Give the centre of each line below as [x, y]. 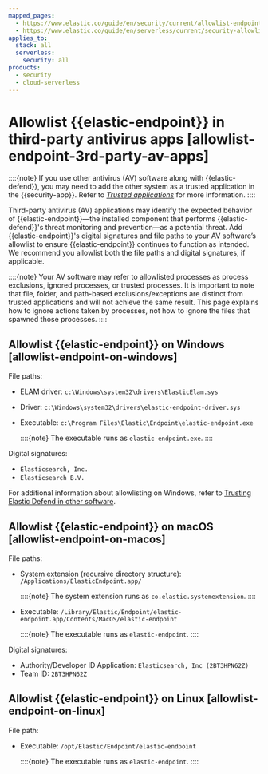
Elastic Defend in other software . [62, 502]
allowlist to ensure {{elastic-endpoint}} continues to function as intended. [129, 244]
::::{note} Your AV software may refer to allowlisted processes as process [128, 277]
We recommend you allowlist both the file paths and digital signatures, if [127, 253]
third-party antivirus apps [96, 139]
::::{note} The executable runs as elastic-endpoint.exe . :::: [116, 438]
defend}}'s [26, 228]
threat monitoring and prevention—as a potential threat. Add [144, 228]
